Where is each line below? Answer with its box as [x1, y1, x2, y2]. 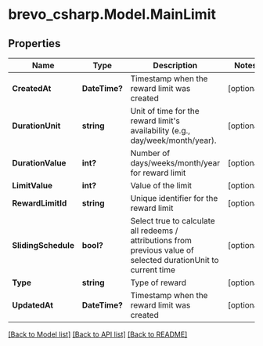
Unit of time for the [130, 106, 200, 116]
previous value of [130, 245, 194, 256]
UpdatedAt [12, 300, 53, 311]
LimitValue [12, 180, 53, 191]
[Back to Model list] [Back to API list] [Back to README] [8, 330, 188, 339]
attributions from [130, 235, 192, 246]
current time [130, 264, 176, 275]
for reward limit [130, 167, 186, 178]
